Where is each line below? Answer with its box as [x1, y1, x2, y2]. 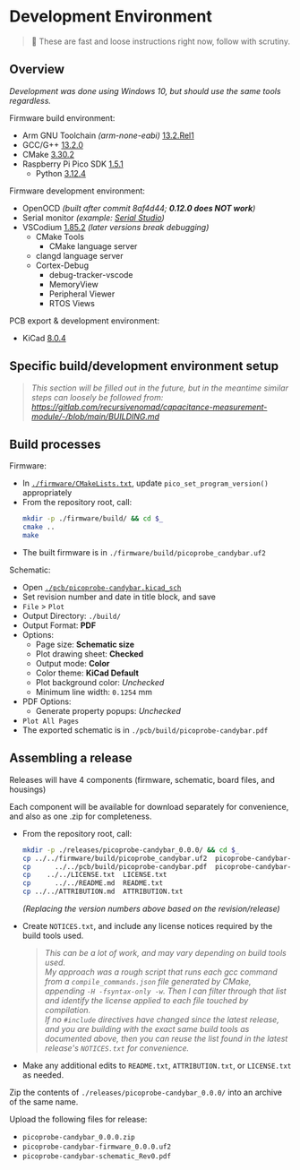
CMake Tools [35, 231, 85, 242]
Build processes [9, 436, 101, 452]
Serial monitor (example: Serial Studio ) [21, 212, 166, 223]
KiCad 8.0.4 [21, 332, 66, 343]
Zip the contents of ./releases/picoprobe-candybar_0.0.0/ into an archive [9, 1087, 282, 1098]
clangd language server [35, 250, 124, 261]
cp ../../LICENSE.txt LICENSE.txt [21, 871, 167, 880]
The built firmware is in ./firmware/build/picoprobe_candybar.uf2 [21, 547, 266, 557]
